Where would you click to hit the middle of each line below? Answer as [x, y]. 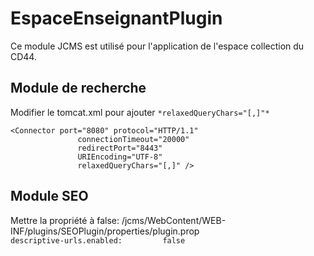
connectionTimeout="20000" [133, 139]
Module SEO [49, 196]
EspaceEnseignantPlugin [116, 18]
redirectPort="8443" [120, 148]
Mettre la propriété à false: [65, 220]
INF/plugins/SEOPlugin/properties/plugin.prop [105, 231]
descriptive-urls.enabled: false [98, 240]
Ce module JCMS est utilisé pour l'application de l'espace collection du [157, 46]
